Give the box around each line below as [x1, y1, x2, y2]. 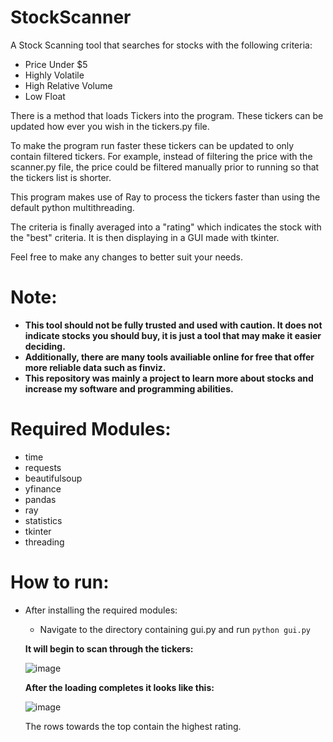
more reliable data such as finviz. [24, 361, 167, 373]
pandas [24, 493, 57, 505]
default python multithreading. [10, 201, 135, 213]
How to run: [10, 571, 110, 593]
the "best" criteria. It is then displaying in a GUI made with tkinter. [10, 231, 280, 243]
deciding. [24, 340, 66, 352]
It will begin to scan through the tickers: [24, 642, 194, 655]
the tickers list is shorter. [10, 171, 112, 183]
